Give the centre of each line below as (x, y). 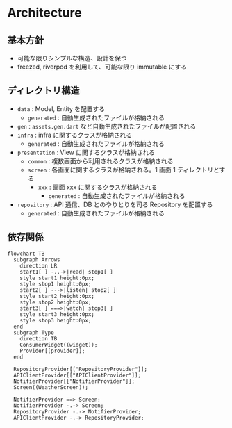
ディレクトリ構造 (43, 91)
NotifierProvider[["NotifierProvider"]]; (74, 381)
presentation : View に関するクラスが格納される (86, 152)
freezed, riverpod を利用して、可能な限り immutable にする (102, 67)
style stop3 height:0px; (56, 320)
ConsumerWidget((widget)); (59, 345)
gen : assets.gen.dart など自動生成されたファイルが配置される (107, 126)
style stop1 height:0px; (56, 284)
